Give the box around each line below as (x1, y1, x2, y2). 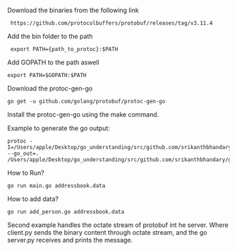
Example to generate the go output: (7, 124, 111, 132)
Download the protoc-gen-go (7, 84, 93, 93)
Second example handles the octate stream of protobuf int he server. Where (7, 221, 229, 229)
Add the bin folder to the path (7, 32, 93, 40)
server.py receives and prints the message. (7, 236, 133, 244)
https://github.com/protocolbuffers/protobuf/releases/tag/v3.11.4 (10, 20, 213, 27)
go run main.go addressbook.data (7, 182, 106, 189)
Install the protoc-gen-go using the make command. (7, 110, 159, 119)
